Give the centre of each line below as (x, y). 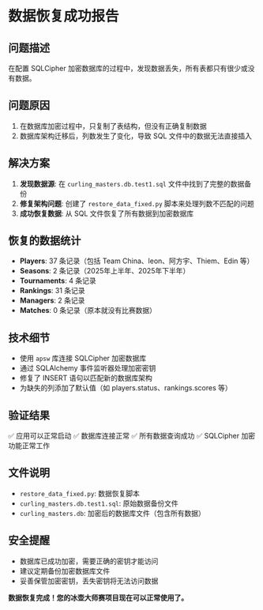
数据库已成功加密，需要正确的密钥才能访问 (89, 561)
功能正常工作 (29, 446)
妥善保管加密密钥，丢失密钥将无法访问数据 (89, 581)
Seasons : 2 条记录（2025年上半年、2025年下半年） (105, 271)
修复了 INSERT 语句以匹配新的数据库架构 (86, 378)
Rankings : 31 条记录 (52, 291)
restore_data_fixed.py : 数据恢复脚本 (80, 493)
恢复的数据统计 (45, 241)
